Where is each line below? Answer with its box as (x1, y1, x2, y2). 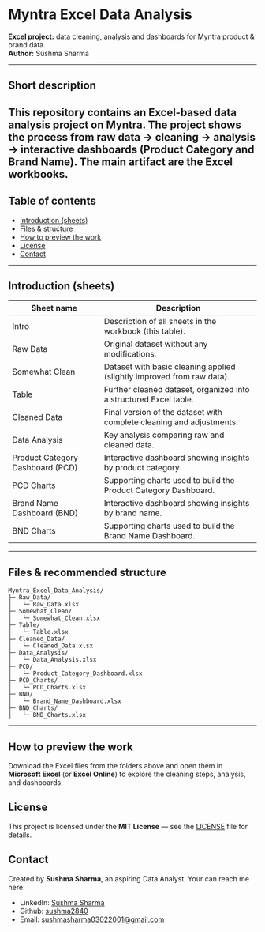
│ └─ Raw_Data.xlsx (8, 601, 80, 609)
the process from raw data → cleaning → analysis (8, 130, 256, 144)
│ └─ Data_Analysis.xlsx (8, 656, 97, 664)
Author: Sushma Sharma (8, 48, 89, 58)
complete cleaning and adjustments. (103, 417, 238, 428)
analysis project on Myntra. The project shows (8, 118, 242, 131)
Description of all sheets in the (103, 316, 217, 327)
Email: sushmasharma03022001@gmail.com (19, 915, 165, 924)
